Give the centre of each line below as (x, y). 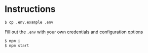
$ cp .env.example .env (29, 22)
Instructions (30, 9)
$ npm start (17, 46)
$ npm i (13, 41)
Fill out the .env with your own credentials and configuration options (74, 32)
